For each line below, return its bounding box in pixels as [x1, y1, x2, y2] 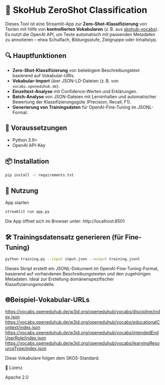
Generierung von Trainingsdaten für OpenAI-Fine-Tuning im [12, 104, 137, 110]
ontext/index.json [5, 325, 41, 330]
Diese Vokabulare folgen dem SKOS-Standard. [5, 355, 100, 361]
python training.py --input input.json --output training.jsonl [5, 256, 140, 262]
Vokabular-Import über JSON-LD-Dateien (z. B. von [12, 78, 119, 84]
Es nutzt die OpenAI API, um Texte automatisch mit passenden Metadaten [5, 31, 156, 37]
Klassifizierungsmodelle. [5, 281, 55, 287]
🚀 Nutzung [5, 186, 39, 195]
